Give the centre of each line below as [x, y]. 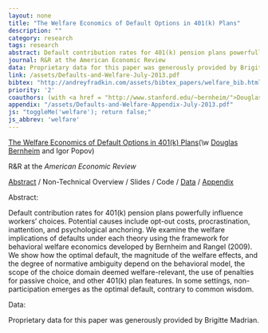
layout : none [30, 16]
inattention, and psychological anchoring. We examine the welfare [117, 229]
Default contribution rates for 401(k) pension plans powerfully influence [126, 212]
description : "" [35, 30]
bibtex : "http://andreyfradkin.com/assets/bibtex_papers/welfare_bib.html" [137, 82]
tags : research [33, 46]
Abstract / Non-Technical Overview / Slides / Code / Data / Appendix [121, 181]
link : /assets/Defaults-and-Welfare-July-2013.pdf [94, 75]
